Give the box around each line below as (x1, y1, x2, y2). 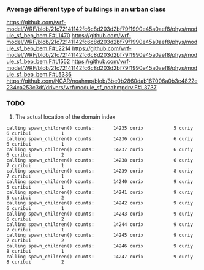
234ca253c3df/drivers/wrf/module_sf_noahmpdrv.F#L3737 (6, 84, 157, 91)
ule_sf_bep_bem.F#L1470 (6, 32, 70, 39)
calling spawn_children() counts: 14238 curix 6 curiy (6, 157, 193, 163)
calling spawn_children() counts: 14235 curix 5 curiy (6, 125, 193, 131)
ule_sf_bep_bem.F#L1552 (6, 58, 70, 66)
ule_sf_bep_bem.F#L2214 (6, 45, 71, 52)
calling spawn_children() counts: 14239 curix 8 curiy (6, 168, 193, 174)
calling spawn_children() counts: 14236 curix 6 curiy (6, 135, 193, 142)
